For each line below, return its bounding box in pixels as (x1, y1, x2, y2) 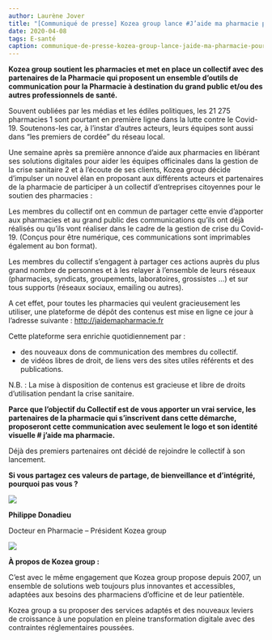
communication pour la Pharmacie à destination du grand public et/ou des (8, 82, 263, 92)
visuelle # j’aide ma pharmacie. (8, 430, 116, 440)
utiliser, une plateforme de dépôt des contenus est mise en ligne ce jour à (8, 307, 253, 317)
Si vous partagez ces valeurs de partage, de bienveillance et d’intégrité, (8, 470, 256, 480)
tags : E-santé (8, 34, 57, 43)
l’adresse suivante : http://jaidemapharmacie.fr (8, 316, 164, 326)
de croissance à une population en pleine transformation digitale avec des (8, 614, 255, 624)
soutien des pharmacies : (8, 191, 93, 201)
